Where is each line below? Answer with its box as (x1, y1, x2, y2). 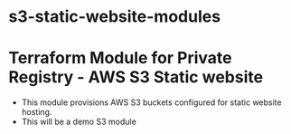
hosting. (21, 107, 52, 118)
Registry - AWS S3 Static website (8, 67, 264, 88)
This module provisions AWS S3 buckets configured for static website (21, 97, 282, 108)
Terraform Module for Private (8, 48, 232, 69)
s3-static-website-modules (8, 6, 221, 27)
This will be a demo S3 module (21, 116, 136, 128)
